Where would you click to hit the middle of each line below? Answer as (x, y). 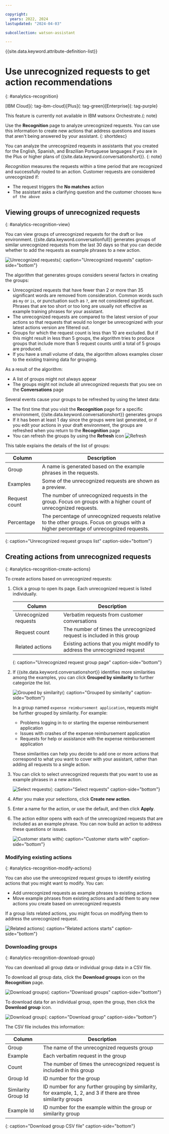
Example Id (21, 1110)
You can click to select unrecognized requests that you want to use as (85, 774)
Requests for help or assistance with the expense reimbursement (87, 738)
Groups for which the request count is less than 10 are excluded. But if (85, 333)
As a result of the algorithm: (34, 369)
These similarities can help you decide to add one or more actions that (86, 753)
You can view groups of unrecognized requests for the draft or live (74, 234)
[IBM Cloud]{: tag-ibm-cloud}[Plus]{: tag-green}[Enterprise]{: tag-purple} (81, 106)
